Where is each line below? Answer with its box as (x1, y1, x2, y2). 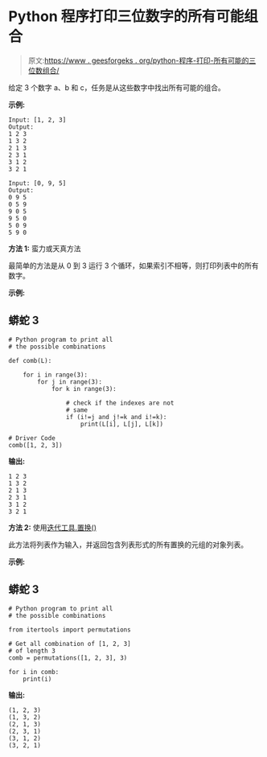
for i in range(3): (23, 371, 88, 379)
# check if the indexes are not (65, 399, 175, 407)
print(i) (23, 675, 52, 683)
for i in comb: (8, 668, 60, 676)
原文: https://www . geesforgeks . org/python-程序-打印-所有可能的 (27, 56, 249, 65)
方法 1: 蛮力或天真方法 (8, 243, 81, 253)
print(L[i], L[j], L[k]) (80, 420, 163, 428)
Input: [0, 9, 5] (8, 179, 67, 187)
